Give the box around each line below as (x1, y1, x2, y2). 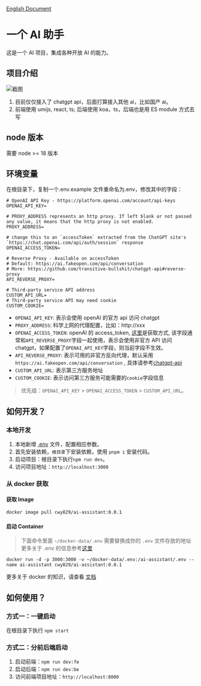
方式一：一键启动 (6, 612, 56, 621)
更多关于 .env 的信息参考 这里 (20, 545, 93, 552)
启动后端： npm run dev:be (14, 666, 80, 673)
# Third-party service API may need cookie (6, 297, 117, 304)
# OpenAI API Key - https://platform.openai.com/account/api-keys (6, 198, 176, 204)
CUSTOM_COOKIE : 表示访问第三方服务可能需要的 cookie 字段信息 (14, 374, 164, 381)
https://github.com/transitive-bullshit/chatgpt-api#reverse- (28, 266, 187, 272)
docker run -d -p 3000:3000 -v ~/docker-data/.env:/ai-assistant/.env (6, 557, 187, 563)
